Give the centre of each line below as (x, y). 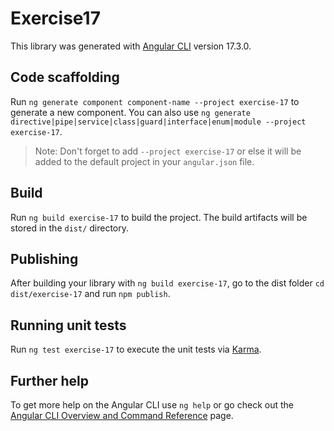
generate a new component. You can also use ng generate (130, 112)
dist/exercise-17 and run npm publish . (90, 294)
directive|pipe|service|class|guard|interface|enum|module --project (158, 122)
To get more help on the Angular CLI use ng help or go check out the (152, 405)
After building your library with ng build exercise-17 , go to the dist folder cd (167, 283)
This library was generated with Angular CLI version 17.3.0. (131, 46)
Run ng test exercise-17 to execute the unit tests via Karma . (136, 349)
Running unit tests (68, 325)
